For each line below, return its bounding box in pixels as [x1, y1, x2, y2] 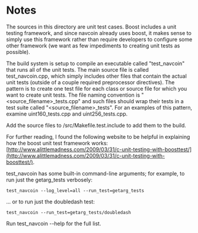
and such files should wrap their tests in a [82, 97, 184, 104]
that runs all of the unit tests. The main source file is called [6, 66, 149, 73]
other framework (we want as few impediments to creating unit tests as [6, 42, 180, 49]
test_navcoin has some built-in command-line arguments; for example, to [6, 170, 185, 177]
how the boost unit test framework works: [6, 139, 108, 146]
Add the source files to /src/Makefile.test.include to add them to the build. [6, 122, 187, 129]
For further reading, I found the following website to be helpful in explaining [6, 133, 190, 140]
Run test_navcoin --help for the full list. [6, 220, 101, 227]
